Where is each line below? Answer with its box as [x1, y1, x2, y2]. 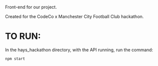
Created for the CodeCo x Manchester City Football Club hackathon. [5, 14, 144, 19]
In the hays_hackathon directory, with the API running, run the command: [5, 46, 154, 53]
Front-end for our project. [5, 4, 57, 10]
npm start [5, 56, 26, 61]
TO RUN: [5, 31, 41, 42]
